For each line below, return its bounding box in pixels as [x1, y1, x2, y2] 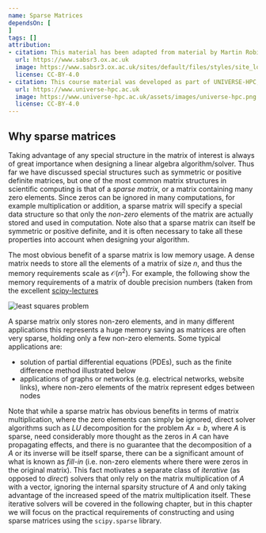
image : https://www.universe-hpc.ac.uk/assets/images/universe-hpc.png [15, 93, 257, 101]
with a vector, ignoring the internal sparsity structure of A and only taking [8, 481, 247, 492]
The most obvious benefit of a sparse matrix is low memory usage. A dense [8, 250, 255, 259]
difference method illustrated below [19, 366, 136, 375]
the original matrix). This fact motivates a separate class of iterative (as [8, 465, 240, 474]
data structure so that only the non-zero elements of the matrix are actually [8, 209, 253, 219]
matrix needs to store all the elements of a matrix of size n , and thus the [8, 259, 243, 268]
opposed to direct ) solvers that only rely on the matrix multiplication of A [8, 474, 245, 483]
